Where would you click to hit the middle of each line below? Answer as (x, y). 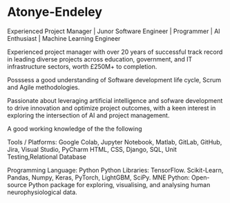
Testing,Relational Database (47, 157)
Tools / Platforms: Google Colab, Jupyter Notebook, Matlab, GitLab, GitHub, (115, 142)
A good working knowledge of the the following (75, 128)
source (17, 184)
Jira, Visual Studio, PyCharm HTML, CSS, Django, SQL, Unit (92, 149)
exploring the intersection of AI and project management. (88, 115)
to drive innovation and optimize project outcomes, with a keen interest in (112, 108)
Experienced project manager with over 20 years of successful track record (115, 52)
